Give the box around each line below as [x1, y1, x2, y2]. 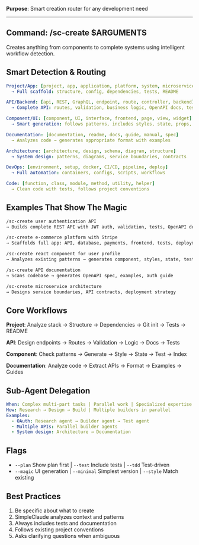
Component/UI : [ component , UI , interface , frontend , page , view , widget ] [6, 115, 192, 121]
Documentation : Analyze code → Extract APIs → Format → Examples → [6, 362, 182, 369]
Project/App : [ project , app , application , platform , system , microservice [6, 83, 195, 89]
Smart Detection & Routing [6, 67, 107, 77]
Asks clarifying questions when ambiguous [14, 532, 120, 539]
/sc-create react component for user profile [6, 251, 120, 257]
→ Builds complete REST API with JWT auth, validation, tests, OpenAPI [6, 224, 187, 230]
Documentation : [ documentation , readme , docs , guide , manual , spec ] [6, 131, 179, 137]
